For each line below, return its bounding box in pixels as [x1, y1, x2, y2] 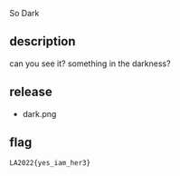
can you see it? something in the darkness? [9, 58, 171, 69]
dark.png [22, 108, 57, 119]
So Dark [9, 8, 40, 18]
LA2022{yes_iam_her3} [9, 159, 91, 168]
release [9, 84, 52, 100]
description [9, 34, 76, 49]
